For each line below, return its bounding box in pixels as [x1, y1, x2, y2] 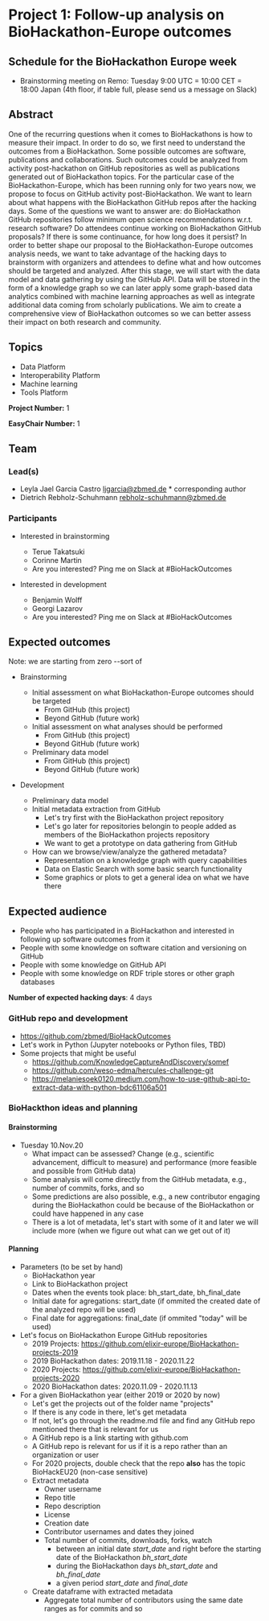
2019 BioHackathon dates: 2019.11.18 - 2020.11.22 [31, 1356, 195, 1365]
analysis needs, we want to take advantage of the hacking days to [8, 248, 227, 258]
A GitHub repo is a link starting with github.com [31, 1433, 189, 1442]
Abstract [8, 108, 54, 121]
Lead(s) [8, 466, 39, 477]
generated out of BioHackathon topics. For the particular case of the [8, 171, 234, 182]
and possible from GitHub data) [31, 1166, 137, 1176]
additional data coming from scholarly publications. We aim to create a [8, 300, 243, 310]
